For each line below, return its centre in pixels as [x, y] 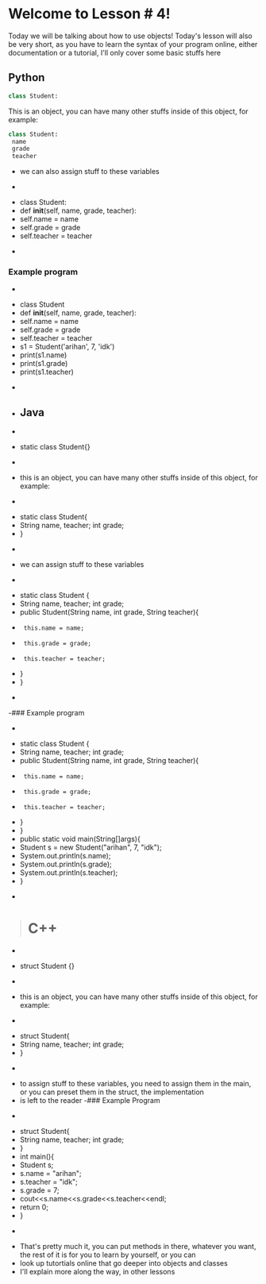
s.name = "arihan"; [50, 1174]
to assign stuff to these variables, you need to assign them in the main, [135, 1084]
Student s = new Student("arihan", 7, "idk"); [91, 847]
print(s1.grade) [44, 364]
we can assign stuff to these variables [82, 565]
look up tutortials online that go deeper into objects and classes [123, 1263]
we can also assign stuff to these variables [90, 172]
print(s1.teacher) [46, 372]
